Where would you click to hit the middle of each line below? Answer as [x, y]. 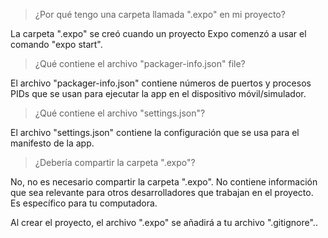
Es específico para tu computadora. [84, 203]
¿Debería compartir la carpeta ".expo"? [115, 162]
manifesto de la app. [52, 143]
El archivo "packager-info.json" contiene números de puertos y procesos [161, 83]
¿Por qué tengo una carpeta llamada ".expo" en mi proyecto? [160, 14]
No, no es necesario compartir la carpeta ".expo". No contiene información [164, 182]
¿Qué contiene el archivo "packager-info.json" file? [140, 63]
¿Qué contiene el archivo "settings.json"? [120, 113]
